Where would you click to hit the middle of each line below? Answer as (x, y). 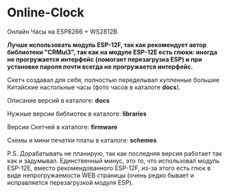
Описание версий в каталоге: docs (58, 100)
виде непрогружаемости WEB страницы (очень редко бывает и (100, 175)
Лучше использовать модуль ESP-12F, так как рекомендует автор (107, 44)
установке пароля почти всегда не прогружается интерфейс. (100, 66)
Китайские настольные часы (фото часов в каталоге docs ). (94, 87)
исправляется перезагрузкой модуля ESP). (70, 182)
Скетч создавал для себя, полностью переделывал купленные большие (113, 79)
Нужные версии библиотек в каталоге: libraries (77, 114)
